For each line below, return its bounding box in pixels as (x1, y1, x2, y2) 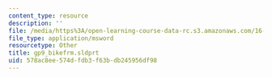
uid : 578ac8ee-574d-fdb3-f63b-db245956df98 (8, 57, 158, 65)
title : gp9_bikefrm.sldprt (8, 49, 100, 57)
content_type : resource (8, 11, 89, 20)
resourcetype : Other (8, 42, 79, 50)
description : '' (8, 19, 63, 27)
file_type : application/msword (8, 34, 114, 43)
